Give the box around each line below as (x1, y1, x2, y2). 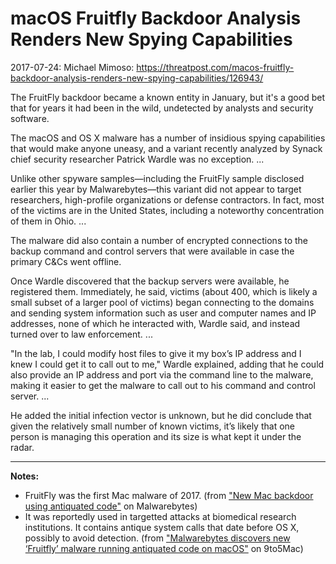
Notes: (10, 470, 40, 482)
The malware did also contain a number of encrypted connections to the (10, 234, 309, 246)
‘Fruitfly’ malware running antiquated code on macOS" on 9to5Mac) (24, 542, 304, 554)
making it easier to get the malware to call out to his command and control (10, 379, 316, 391)
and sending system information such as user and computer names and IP (10, 307, 317, 319)
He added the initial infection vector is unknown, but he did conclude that (10, 409, 312, 421)
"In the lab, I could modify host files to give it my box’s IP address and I (10, 347, 302, 359)
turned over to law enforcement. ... (10, 328, 153, 340)
